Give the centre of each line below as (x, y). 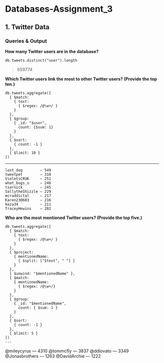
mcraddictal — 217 (28, 196)
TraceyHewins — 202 (28, 208)
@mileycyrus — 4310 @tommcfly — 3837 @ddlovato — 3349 (67, 351)
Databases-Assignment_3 (59, 9)
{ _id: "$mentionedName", (40, 303)
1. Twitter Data (27, 27)
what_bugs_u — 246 (28, 183)
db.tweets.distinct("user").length (41, 60)
